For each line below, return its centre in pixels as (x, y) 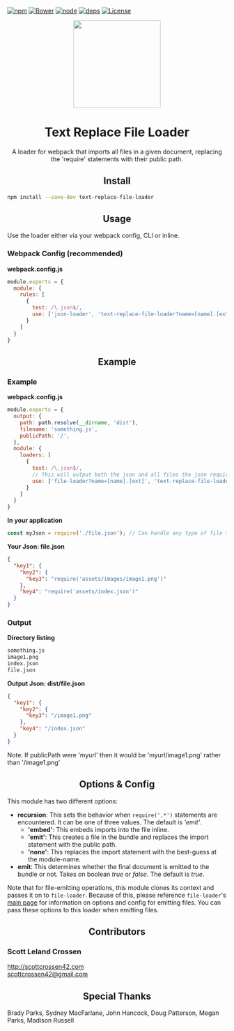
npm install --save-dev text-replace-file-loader (81, 197)
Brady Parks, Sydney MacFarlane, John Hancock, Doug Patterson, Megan (113, 1013)
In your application (35, 521)
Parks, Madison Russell (41, 1021)
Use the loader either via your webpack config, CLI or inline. (93, 236)
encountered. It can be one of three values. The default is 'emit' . (109, 822)
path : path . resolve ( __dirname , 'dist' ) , (79, 422)
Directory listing (31, 638)
